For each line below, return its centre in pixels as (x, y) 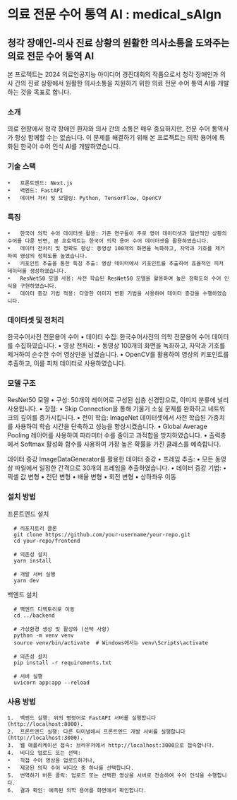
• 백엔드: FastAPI (35, 190)
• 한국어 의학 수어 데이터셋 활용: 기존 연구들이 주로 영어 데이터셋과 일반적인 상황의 (117, 233)
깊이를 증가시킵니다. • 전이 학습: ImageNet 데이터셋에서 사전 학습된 (113, 418)
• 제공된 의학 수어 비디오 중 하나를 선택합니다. (71, 768)
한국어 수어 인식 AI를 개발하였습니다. (71, 146)
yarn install (33, 560)
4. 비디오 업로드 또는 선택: (44, 753)
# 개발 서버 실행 (35, 574)
